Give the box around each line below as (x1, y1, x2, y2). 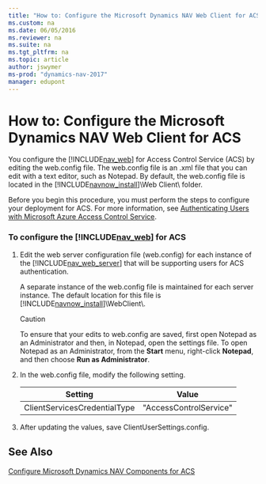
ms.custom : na (8, 19, 55, 27)
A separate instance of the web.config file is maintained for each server (19, 282, 254, 291)
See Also (8, 445, 53, 459)
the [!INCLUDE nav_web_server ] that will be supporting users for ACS (19, 258, 244, 267)
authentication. (19, 267, 69, 276)
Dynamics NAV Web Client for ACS (8, 128, 241, 146)
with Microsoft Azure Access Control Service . (8, 212, 157, 221)
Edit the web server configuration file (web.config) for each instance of (19, 250, 252, 259)
